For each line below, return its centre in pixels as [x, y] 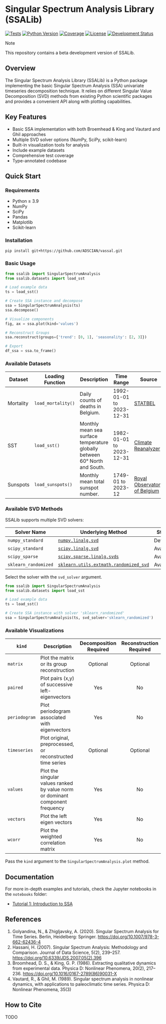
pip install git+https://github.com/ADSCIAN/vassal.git [64, 251]
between [90, 455]
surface [89, 437]
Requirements [22, 190]
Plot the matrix [57, 658]
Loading [55, 376]
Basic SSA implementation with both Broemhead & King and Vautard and [86, 129]
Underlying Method [104, 532]
